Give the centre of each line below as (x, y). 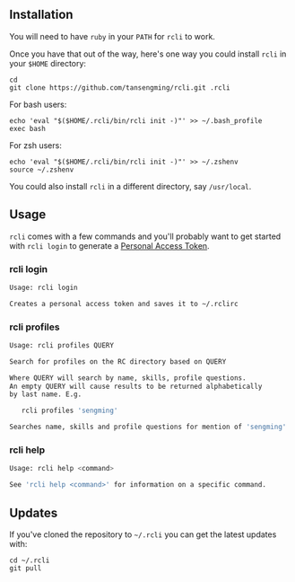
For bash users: (38, 104)
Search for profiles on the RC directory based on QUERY (118, 362)
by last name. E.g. (46, 394)
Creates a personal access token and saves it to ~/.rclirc (124, 304)
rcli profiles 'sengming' (69, 411)
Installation (41, 15)
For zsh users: (36, 145)
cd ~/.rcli (30, 560)
